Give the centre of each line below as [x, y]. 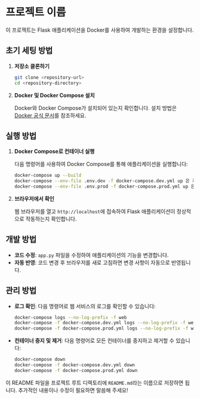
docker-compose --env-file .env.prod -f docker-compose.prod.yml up [101, 187]
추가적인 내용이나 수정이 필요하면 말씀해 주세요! [73, 390]
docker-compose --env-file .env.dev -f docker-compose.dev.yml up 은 [102, 181]
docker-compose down [40, 360]
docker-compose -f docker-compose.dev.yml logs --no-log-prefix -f [100, 323]
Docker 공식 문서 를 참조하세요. [50, 115]
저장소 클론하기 [32, 66]
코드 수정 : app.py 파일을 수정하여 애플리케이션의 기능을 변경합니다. [91, 255]
